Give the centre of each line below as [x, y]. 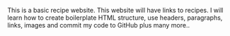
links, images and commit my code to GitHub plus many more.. [98, 25]
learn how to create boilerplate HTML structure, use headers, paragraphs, [115, 18]
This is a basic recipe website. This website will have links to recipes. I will [115, 10]
